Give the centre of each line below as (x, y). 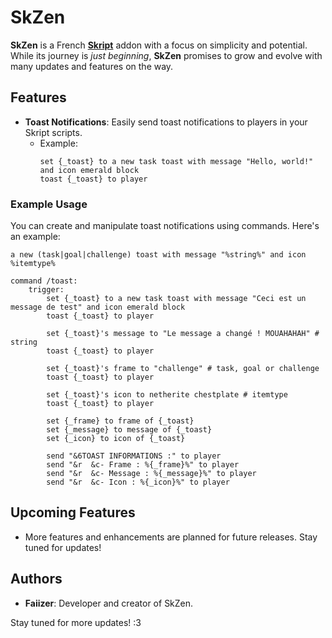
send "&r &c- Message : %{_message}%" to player (151, 474)
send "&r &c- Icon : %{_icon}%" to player (138, 482)
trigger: (46, 290)
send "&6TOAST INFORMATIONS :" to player (134, 456)
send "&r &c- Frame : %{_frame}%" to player (143, 465)
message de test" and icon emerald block (98, 307)
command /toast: (44, 281)
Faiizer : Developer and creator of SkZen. (109, 603)
